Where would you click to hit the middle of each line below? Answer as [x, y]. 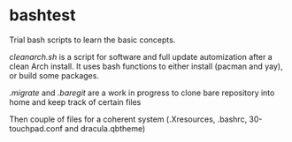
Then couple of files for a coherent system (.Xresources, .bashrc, [128, 119]
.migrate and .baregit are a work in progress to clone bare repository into [142, 93]
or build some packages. [54, 75]
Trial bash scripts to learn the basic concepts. [92, 40]
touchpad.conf [36, 128]
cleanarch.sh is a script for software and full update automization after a [141, 56]
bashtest [42, 15]
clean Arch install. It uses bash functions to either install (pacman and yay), [146, 66]
